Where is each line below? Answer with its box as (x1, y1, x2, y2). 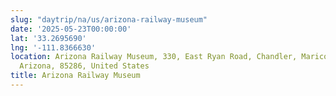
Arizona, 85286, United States (19, 61, 150, 71)
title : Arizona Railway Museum (10, 71, 141, 81)
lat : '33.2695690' (10, 33, 87, 43)
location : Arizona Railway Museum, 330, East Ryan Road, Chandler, (10, 52, 298, 62)
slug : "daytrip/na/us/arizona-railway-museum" (10, 14, 208, 25)
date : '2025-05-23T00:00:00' (10, 24, 132, 34)
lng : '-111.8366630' (10, 42, 97, 53)
